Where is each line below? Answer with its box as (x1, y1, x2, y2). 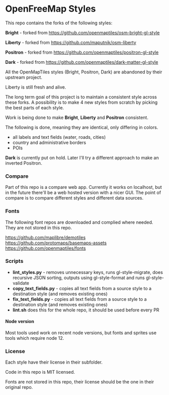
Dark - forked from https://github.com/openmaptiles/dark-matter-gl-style (5, 59, 158, 65)
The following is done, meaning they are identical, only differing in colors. (5, 124, 158, 130)
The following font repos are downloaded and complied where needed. (5, 219, 153, 225)
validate (12, 280, 29, 286)
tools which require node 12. (5, 335, 64, 341)
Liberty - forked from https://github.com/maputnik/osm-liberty (5, 39, 137, 46)
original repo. (5, 384, 33, 390)
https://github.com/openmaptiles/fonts (5, 245, 86, 251)
